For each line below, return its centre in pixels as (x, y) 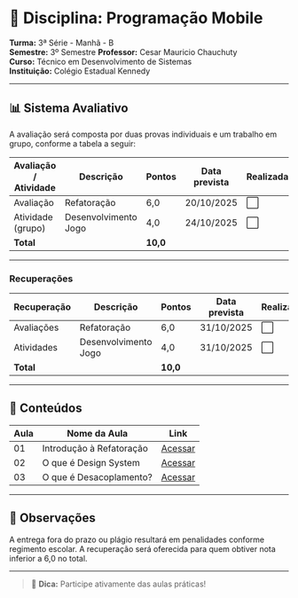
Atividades (36, 348)
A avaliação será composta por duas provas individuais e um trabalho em (143, 134)
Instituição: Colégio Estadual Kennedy (80, 71)
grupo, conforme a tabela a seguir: (72, 143)
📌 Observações (52, 518)
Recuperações (41, 279)
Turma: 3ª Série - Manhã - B (62, 43)
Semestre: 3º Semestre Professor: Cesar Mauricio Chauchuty (123, 51)
